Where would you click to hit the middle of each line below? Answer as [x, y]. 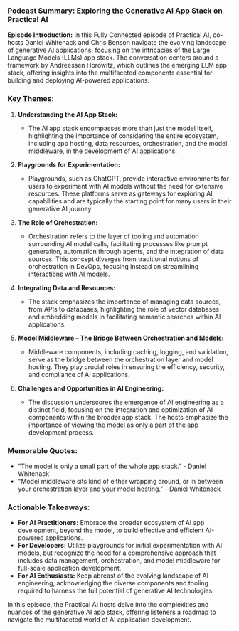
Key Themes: [31, 99]
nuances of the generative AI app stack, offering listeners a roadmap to [112, 612]
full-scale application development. [69, 568]
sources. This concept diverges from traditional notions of [113, 259]
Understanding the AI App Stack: [68, 114]
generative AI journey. [60, 208]
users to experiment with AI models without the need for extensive [126, 186]
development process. [61, 432]
